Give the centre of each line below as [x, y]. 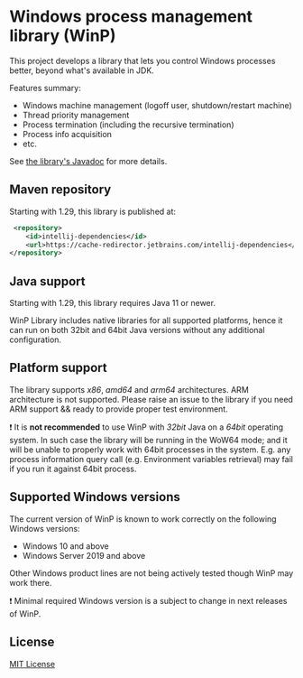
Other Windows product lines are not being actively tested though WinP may [151, 573]
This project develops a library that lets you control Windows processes [142, 60]
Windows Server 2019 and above [84, 555]
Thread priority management [76, 115]
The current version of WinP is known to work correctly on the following [143, 519]
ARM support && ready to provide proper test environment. [119, 409]
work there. [31, 582]
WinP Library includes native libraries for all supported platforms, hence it [146, 320]
